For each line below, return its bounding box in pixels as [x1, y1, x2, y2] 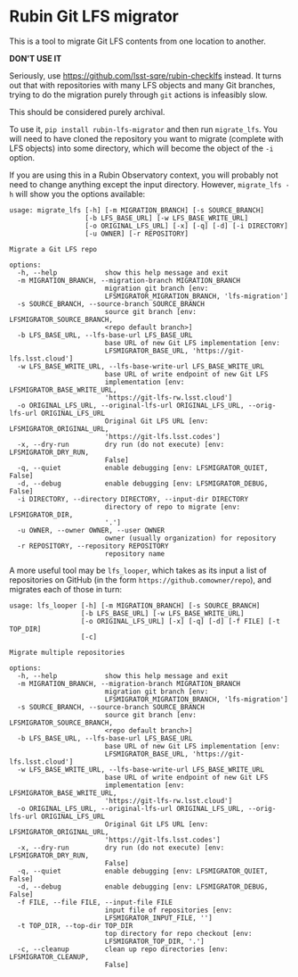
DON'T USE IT [9, 53, 62, 63]
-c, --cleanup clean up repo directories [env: [17, 944, 229, 954]
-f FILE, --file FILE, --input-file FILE [17, 898, 173, 907]
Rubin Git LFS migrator [9, 6, 180, 27]
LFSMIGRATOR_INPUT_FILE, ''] [104, 913, 213, 923]
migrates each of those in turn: [9, 584, 123, 594]
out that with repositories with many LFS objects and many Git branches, [9, 79, 276, 90]
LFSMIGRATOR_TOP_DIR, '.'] [104, 937, 205, 946]
